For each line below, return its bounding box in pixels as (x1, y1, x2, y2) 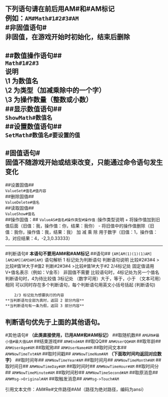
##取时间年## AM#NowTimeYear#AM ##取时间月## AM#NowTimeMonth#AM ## (14, 357, 161, 363)
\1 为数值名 (5, 76, 38, 85)
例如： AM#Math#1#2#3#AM (5, 14, 79, 22)
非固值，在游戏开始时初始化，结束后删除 (5, 33, 130, 41)
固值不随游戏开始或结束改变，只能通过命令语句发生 (5, 158, 163, 167)
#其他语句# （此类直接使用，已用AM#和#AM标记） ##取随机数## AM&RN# (5, 332, 156, 338)
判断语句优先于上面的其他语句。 (5, 318, 104, 326)
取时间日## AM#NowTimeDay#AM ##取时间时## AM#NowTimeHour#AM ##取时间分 (5, 364, 159, 370)
